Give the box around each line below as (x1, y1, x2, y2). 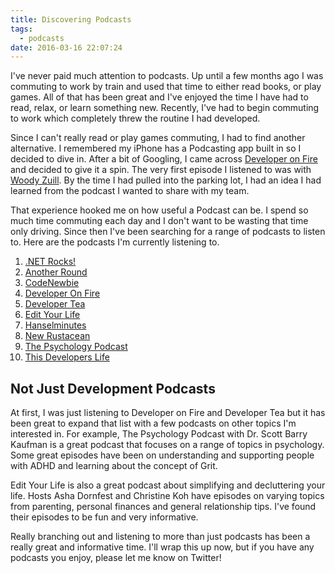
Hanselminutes (24, 319, 87, 331)
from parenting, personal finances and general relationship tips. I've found (10, 501, 317, 513)
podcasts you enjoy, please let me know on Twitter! (10, 552, 222, 564)
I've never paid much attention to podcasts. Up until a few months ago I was (10, 70, 324, 82)
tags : (10, 24, 33, 34)
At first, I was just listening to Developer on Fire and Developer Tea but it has (10, 407, 326, 419)
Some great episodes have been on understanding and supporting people (10, 449, 315, 461)
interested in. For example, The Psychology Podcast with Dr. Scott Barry (10, 428, 308, 440)
